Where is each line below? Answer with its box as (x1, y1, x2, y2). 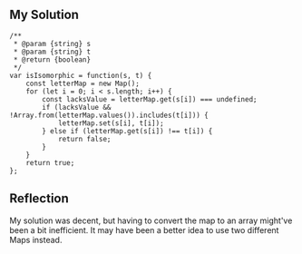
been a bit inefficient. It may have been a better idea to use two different (9, 224, 279, 235)
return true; (25, 158, 75, 167)
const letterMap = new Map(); (25, 79, 141, 88)
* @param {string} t (13, 47, 92, 56)
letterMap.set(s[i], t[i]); (57, 118, 165, 128)
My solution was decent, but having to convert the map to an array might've (9, 215, 293, 226)
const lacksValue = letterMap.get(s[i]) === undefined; (42, 94, 258, 103)
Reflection (9, 190, 70, 207)
